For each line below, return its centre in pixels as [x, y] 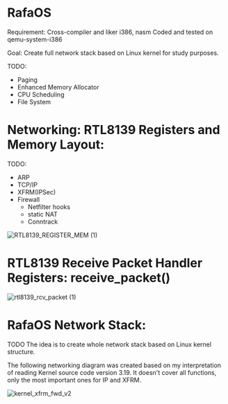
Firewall [28, 199]
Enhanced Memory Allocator [58, 87]
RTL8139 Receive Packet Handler [105, 263]
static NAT [42, 214]
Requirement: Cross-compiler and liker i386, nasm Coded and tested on [110, 32]
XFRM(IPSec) [36, 192]
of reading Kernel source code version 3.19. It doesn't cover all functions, [112, 372]
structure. [21, 351]
